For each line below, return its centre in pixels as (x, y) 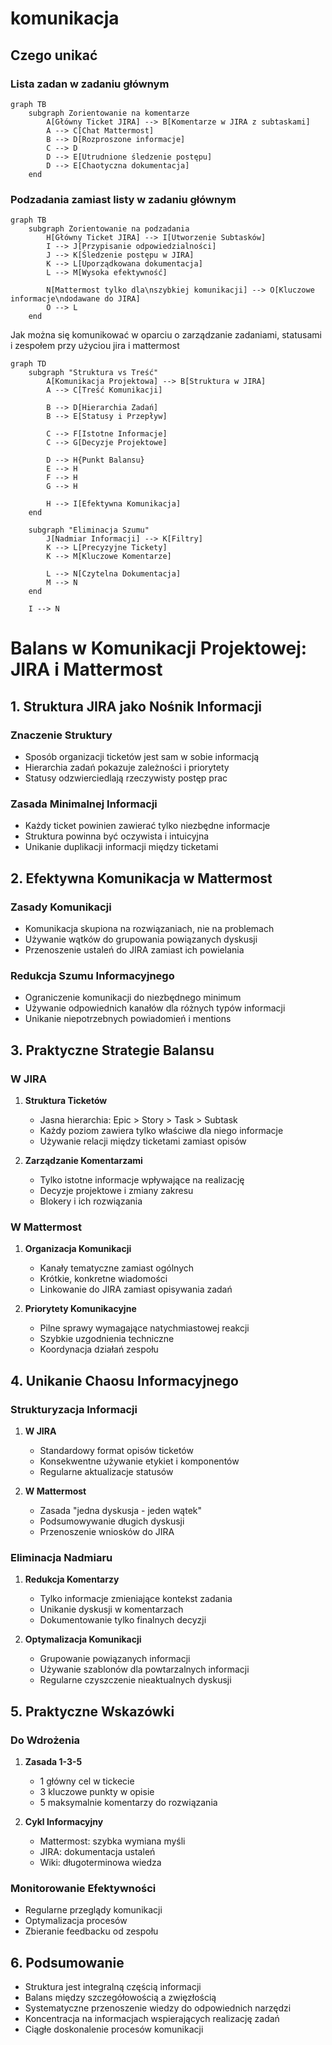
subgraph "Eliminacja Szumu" (89, 530)
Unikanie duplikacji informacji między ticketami (121, 847)
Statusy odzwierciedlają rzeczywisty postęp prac (126, 778)
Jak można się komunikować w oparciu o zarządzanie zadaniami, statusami (166, 335)
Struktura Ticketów (66, 1101)
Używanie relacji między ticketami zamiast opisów (143, 1141)
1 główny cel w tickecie (87, 1781)
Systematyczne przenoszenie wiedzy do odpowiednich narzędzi (158, 2008)
